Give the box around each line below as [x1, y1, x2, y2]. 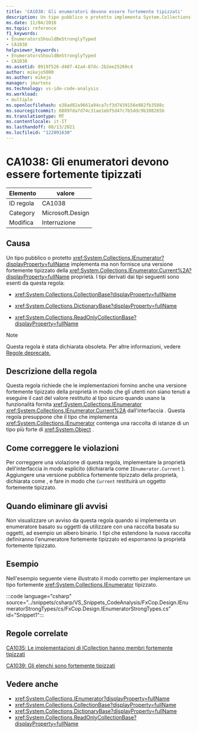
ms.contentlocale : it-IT [6, 119, 67, 125]
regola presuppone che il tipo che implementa [6, 414, 118, 421]
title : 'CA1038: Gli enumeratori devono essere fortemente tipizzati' [6, 8, 183, 15]
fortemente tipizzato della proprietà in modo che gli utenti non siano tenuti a [6, 388, 190, 395]
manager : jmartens [6, 80, 51, 86]
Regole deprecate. [6, 349, 51, 356]
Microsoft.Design [42, 208, 90, 217]
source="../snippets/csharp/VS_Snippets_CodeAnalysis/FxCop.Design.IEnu [6, 599, 189, 606]
